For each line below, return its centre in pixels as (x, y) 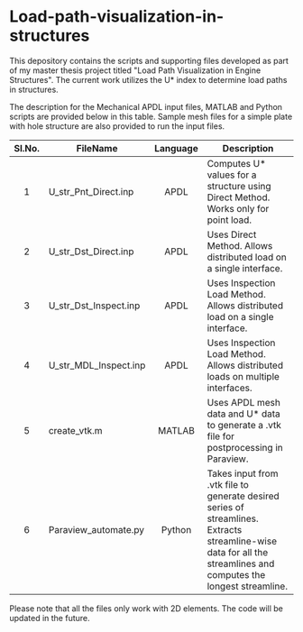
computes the (236, 574)
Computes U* (236, 163)
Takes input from (243, 473)
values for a (232, 175)
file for (221, 436)
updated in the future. (50, 618)
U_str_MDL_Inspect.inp (97, 365)
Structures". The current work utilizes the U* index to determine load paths (148, 79)
